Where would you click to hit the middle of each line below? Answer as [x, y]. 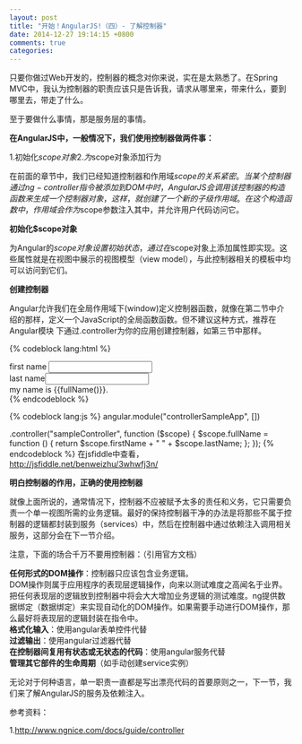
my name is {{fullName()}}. [59, 390]
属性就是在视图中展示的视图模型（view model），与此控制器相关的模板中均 [154, 259]
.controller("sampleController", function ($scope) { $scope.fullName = [139, 434]
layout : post [34, 17]
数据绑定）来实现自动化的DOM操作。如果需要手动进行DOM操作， [161, 607]
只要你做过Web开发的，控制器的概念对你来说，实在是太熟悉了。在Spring [144, 78]
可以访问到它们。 [41, 271]
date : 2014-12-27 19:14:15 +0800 [72, 34]
